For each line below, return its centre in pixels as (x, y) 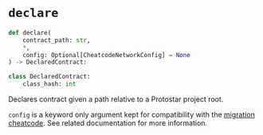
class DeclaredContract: (49, 77)
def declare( (30, 33)
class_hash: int (50, 84)
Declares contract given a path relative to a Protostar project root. (116, 99)
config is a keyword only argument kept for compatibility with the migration (131, 115)
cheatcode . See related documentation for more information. (108, 123)
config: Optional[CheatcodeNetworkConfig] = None (107, 55)
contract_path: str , (57, 40)
